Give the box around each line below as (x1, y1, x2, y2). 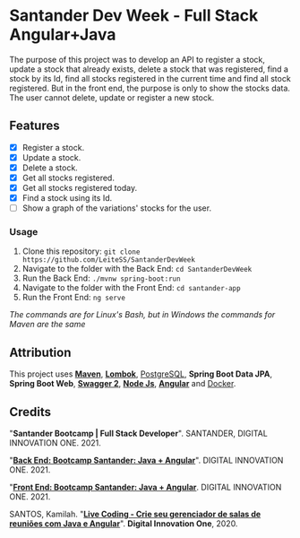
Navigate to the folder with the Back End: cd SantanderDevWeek (21, 264, 253, 274)
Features (9, 118, 60, 134)
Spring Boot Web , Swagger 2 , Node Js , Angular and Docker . (9, 378, 236, 389)
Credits (9, 404, 52, 420)
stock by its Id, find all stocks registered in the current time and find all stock (9, 73, 291, 83)
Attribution (9, 344, 72, 360)
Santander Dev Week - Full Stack (9, 5, 259, 26)
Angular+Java (9, 24, 116, 45)
